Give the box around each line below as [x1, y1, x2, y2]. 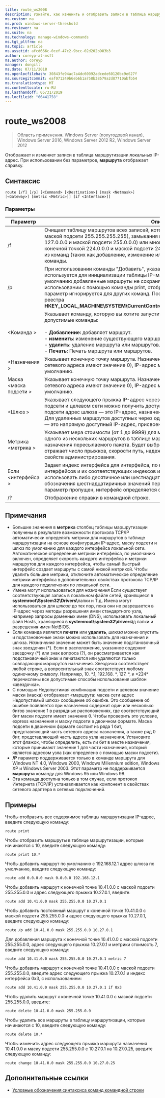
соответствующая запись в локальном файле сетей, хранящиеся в [12, 593, 154, 599]
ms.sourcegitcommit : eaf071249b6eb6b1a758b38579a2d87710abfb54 [5, 76, 137, 81]
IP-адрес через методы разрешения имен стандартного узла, [12, 608, 142, 614]
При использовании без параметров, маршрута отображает [20, 157, 148, 163]
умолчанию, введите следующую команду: [5, 866, 97, 871]
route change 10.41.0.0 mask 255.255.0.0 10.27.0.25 [5, 1060, 115, 1065]
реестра [44, 297, 65, 303]
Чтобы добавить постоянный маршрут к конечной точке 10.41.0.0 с [5, 908, 146, 913]
